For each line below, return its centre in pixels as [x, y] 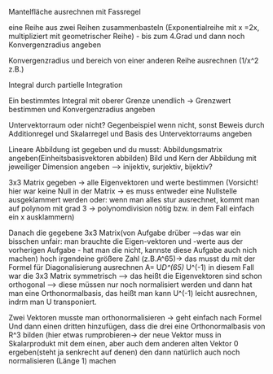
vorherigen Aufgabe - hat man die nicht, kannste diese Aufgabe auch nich [133, 250]
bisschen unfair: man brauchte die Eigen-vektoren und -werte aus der [125, 241]
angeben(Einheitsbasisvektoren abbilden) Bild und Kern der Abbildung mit [132, 158]
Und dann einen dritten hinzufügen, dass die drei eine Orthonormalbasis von [137, 326]
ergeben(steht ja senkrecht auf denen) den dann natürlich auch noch [124, 352]
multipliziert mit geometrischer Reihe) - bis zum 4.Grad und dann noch [127, 36]
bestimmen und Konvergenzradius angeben [82, 109]
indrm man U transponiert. [53, 302]
